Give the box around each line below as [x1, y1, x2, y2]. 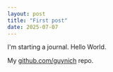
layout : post [7, 10, 46, 18]
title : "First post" [7, 17, 69, 24]
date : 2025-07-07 [7, 23, 59, 30]
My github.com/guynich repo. [7, 56, 94, 65]
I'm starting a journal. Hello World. [7, 43, 107, 52]
